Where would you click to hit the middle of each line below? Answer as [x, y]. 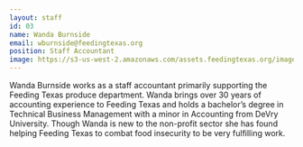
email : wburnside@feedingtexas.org [76, 43]
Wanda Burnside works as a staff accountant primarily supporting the [138, 85]
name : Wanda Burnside [50, 34]
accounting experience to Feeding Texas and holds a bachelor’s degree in [147, 104]
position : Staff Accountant [62, 51]
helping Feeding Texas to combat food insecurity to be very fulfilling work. [147, 133]
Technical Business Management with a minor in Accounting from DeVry [144, 114]
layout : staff [36, 18]
